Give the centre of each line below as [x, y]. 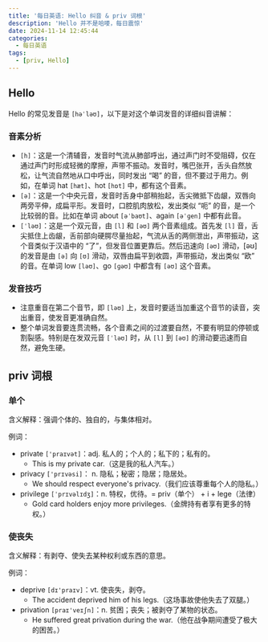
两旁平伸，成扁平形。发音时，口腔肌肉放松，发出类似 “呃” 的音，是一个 [138, 205]
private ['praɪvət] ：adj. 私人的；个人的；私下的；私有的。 [117, 453]
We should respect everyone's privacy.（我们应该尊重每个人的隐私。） [147, 484]
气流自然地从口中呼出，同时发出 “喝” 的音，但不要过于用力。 [142, 175]
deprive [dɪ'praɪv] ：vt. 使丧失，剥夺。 [85, 590]
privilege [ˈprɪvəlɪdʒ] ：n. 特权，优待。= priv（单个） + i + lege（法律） [140, 493]
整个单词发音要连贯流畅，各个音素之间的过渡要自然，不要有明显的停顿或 [139, 328]
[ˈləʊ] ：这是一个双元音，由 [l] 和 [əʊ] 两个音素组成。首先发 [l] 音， [135, 225]
